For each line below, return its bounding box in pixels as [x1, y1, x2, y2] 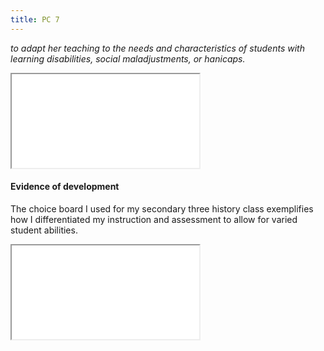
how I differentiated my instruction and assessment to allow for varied [10, 213, 298, 225]
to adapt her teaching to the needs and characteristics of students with [10, 42, 305, 54]
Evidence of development [10, 181, 120, 193]
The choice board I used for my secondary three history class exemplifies [10, 202, 314, 215]
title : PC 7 [10, 14, 60, 25]
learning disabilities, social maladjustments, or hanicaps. [10, 52, 246, 65]
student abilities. [10, 224, 78, 236]
